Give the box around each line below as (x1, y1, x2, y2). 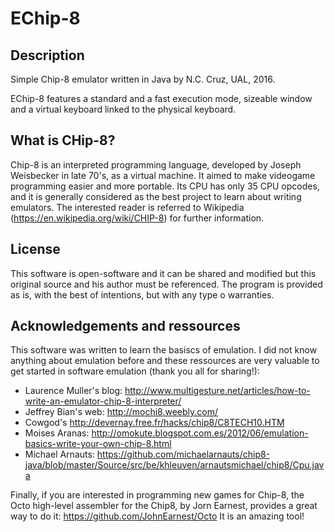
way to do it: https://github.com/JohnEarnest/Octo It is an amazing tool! (10, 510, 305, 522)
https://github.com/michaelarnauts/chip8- (96, 448, 271, 461)
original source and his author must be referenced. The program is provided (10, 278, 323, 290)
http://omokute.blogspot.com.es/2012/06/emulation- (91, 427, 309, 439)
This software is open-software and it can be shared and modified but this (10, 267, 317, 279)
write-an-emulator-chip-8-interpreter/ (24, 395, 182, 407)
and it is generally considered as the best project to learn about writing (10, 190, 302, 202)
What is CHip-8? (10, 132, 116, 149)
